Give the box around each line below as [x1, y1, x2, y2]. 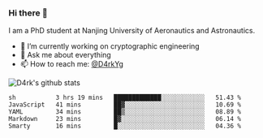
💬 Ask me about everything [19, 50, 111, 60]
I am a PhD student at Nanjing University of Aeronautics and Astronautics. [8, 26, 256, 36]
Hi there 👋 [8, 7, 49, 19]
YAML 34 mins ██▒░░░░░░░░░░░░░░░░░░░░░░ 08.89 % [8, 108, 242, 116]
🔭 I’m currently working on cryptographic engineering [19, 41, 200, 51]
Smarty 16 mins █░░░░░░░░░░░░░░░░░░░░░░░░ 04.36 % [8, 122, 242, 131]
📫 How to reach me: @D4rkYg [19, 59, 124, 69]
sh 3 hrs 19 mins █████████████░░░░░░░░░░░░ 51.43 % [8, 93, 242, 102]
